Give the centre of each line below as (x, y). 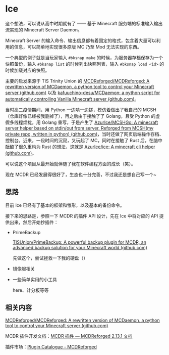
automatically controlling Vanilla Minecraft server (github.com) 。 (72, 99)
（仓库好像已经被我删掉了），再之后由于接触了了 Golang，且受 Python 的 (80, 116)
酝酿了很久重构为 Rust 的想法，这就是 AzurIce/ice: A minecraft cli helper (80, 147)
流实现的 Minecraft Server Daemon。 (44, 30)
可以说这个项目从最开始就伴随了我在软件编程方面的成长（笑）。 (70, 164)
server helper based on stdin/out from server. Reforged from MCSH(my (79, 128)
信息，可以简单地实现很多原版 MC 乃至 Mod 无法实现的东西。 (78, 47)
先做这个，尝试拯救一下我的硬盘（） (50, 258)
